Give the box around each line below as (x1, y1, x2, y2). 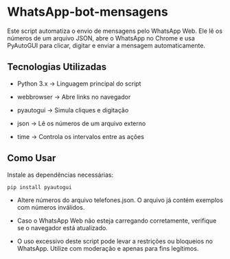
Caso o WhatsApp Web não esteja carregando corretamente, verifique (16, 217, 217, 225)
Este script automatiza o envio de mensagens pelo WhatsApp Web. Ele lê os (7, 27, 223, 35)
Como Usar (7, 152, 56, 164)
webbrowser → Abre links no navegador (16, 92, 131, 101)
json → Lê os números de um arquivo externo (16, 119, 146, 127)
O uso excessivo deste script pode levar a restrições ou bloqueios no (16, 237, 214, 245)
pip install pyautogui (7, 184, 72, 190)
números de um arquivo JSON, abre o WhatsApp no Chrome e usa (7, 34, 196, 42)
